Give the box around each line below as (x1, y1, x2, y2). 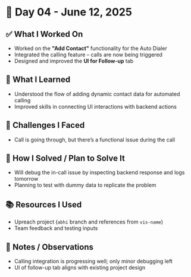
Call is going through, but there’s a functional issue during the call (14, 136, 176, 143)
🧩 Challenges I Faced (5, 120, 85, 130)
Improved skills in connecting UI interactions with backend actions (14, 103, 177, 110)
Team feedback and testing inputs (14, 225, 98, 232)
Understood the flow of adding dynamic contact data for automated (14, 90, 180, 97)
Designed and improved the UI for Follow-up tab (14, 58, 134, 64)
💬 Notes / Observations (5, 242, 93, 252)
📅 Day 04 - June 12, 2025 (5, 5, 132, 19)
